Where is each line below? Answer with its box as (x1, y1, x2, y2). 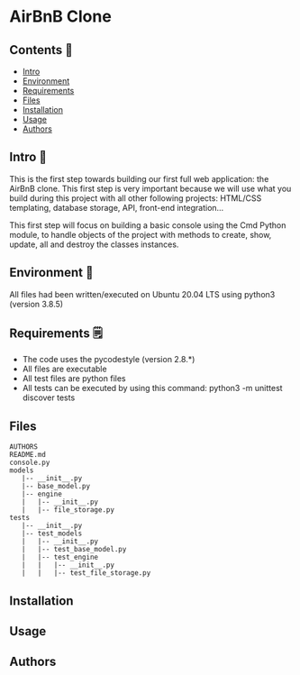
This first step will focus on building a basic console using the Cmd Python (9, 219, 286, 231)
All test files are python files (22, 373, 126, 384)
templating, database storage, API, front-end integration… (9, 202, 224, 213)
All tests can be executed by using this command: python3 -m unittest (22, 383, 283, 394)
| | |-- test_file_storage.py (21, 569, 151, 578)
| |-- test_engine (21, 552, 99, 562)
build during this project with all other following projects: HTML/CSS (9, 192, 262, 204)
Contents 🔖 (9, 42, 74, 58)
